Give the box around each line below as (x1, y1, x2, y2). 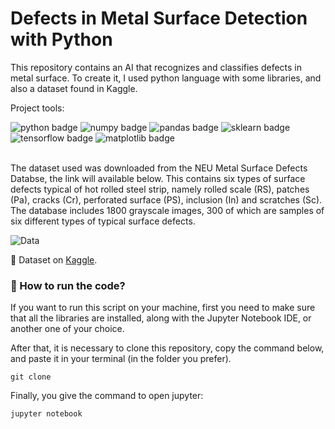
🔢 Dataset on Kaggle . (10, 253, 98, 266)
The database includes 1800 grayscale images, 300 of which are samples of (10, 204, 325, 216)
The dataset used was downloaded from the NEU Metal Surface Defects (10, 162, 308, 174)
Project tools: (10, 102, 65, 114)
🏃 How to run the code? (10, 278, 126, 292)
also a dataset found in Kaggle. (10, 82, 138, 94)
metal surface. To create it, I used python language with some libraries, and (10, 72, 322, 84)
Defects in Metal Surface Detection (10, 7, 308, 30)
